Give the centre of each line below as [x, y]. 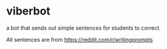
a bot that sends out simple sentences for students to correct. [83, 28]
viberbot [28, 11]
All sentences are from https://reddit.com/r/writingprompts [80, 39]
